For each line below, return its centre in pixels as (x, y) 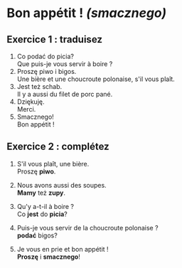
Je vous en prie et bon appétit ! (63, 249)
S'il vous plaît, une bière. (53, 164)
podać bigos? (37, 235)
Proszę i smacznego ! (49, 257)
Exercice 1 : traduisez (54, 39)
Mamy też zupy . (41, 193)
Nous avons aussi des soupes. (62, 185)
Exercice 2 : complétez (58, 147)
